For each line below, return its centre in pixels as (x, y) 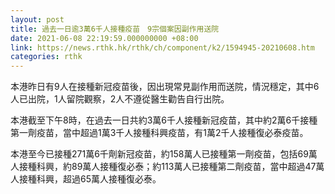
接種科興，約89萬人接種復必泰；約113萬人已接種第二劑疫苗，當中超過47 (167, 167)
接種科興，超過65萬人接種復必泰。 (90, 179)
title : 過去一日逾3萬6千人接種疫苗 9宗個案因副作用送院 (115, 29)
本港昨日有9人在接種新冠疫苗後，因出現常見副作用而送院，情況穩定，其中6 (165, 87)
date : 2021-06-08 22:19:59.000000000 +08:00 (104, 38)
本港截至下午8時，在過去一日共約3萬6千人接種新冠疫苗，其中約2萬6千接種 (164, 120)
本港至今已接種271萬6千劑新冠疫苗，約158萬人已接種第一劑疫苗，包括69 (159, 154)
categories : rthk (46, 57)
